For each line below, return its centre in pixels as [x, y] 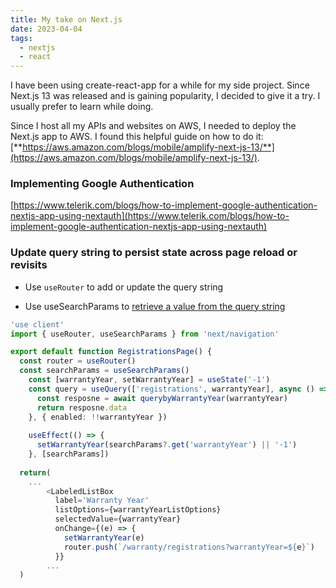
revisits [29, 265]
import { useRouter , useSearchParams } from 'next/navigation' [145, 334]
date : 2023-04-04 [46, 29]
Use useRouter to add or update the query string [124, 287]
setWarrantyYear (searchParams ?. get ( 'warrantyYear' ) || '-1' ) [167, 445]
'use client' [37, 324]
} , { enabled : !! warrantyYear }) [98, 417]
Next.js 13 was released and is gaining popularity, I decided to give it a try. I [165, 96]
